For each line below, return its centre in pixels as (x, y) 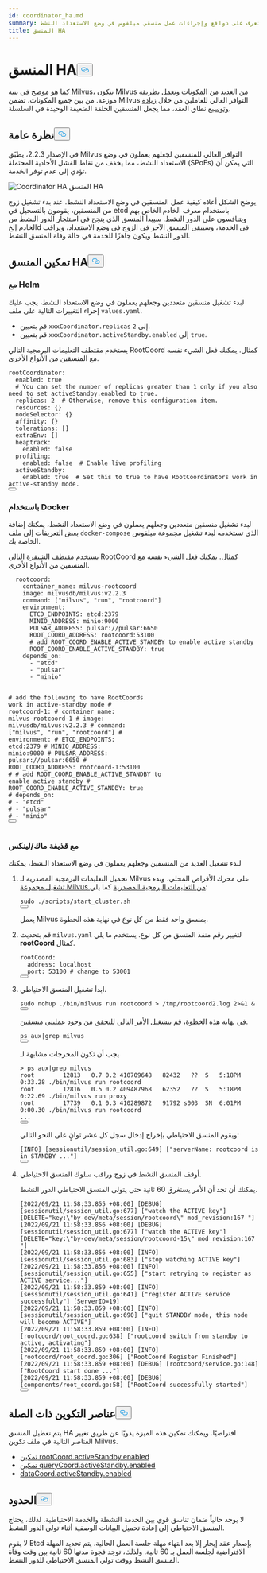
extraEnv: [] (37, 435)
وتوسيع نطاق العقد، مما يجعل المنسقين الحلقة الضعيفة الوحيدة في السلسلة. (120, 109)
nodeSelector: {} (44, 414)
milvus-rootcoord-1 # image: (56, 719)
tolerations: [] (42, 428)
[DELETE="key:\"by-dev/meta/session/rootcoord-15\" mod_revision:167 (137, 1239)
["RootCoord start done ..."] (70, 1371)
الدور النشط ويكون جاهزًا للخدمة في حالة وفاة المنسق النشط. (99, 236)
